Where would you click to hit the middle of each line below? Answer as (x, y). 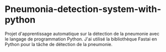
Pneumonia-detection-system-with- (83, 9)
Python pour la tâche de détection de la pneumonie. (59, 44)
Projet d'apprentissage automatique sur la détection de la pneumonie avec (82, 33)
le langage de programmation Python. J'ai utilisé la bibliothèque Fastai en (81, 39)
